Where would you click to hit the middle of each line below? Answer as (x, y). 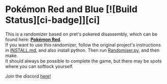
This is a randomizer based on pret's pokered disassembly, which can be (81, 34)
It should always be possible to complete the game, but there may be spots (83, 61)
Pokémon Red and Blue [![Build (71, 9)
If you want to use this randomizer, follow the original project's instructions (83, 45)
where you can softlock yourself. (39, 66)
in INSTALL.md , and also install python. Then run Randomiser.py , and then (82, 50)
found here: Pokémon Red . (33, 39)
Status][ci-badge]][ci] (53, 20)
